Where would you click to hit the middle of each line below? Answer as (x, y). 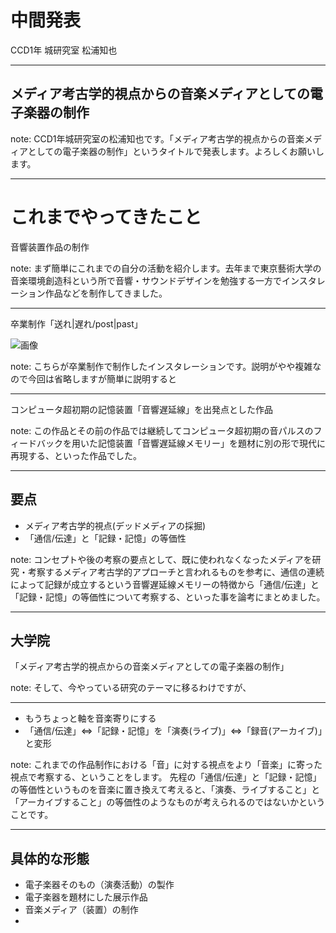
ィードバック (36, 443)
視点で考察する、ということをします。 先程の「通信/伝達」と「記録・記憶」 (166, 777)
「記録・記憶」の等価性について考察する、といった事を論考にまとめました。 (168, 597)
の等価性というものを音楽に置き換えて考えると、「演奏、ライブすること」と (165, 790)
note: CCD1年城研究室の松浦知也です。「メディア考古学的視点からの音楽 (157, 138)
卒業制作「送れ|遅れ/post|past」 (76, 323)
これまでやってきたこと (106, 217)
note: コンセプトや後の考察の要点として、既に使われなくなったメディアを (161, 559)
